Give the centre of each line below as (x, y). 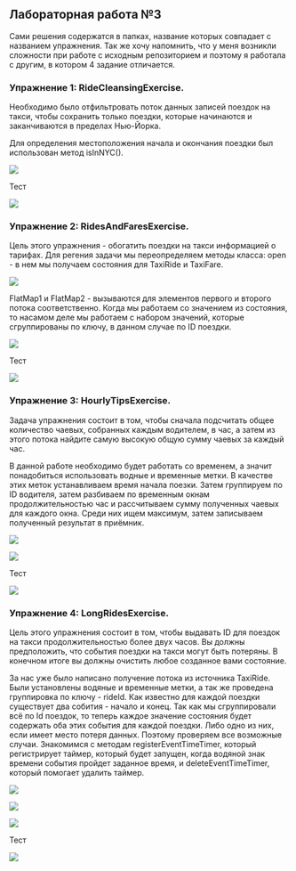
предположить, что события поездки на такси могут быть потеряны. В (144, 651)
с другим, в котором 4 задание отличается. (92, 64)
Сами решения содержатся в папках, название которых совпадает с (140, 36)
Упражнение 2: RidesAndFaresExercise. (99, 226)
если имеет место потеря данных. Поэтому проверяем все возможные (146, 735)
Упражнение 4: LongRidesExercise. (89, 613)
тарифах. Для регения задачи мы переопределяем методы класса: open (148, 255)
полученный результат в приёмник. (77, 522)
